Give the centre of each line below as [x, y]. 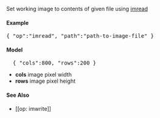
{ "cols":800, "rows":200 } [54, 63]
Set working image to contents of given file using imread [77, 9]
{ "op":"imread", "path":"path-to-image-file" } [80, 36]
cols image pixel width [43, 75]
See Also [18, 95]
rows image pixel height [45, 81]
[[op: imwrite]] [33, 108]
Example [18, 23]
